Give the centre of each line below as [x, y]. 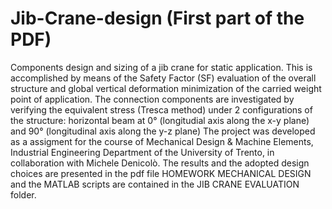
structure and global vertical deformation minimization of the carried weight [166, 88]
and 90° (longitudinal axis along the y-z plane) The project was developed [163, 131]
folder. [23, 194]
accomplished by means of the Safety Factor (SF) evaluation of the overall [163, 78]
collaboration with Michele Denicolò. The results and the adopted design [160, 163]
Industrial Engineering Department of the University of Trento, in [142, 152]
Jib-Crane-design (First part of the [157, 18]
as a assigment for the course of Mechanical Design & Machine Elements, [162, 141]
